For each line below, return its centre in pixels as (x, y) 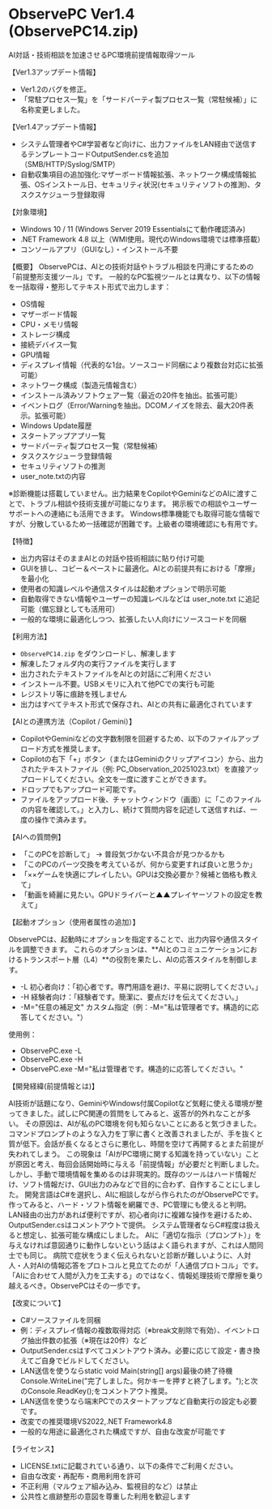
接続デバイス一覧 (49, 344)
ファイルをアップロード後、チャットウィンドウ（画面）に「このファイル (140, 799)
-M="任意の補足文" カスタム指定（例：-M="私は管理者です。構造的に (136, 1007)
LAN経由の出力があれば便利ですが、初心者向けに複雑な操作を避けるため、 (132, 1214)
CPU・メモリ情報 (49, 324)
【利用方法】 (30, 636)
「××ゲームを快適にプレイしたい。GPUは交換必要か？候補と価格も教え (138, 874)
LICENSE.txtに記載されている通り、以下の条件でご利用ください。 (129, 1466)
